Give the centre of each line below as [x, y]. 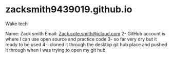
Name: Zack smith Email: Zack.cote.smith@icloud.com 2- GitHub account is [85, 33]
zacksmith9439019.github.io [69, 9]
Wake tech [17, 24]
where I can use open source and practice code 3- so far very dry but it [81, 39]
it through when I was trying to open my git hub [55, 50]
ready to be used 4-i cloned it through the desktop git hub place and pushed [86, 44]
